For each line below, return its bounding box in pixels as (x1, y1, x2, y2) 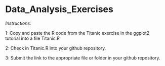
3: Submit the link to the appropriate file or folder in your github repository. (5, 54, 160, 61)
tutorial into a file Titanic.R (5, 35, 60, 41)
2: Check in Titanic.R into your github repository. (5, 45, 106, 51)
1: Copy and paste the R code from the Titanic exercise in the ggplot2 (5, 30, 150, 36)
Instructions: (5, 20, 31, 26)
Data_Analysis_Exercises (5, 4, 114, 15)
